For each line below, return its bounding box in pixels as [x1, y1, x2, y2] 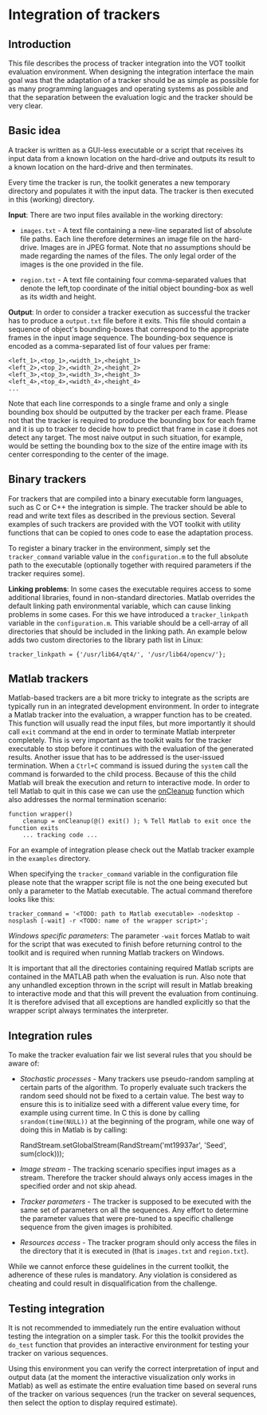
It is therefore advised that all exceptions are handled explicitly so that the [8, 998, 251, 1007]
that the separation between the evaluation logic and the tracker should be [8, 93, 253, 101]
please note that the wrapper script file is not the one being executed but [8, 878, 249, 887]
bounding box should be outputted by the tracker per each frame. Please [8, 407, 248, 417]
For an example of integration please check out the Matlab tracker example [8, 845, 255, 855]
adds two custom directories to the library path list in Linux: [8, 634, 203, 644]
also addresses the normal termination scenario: [8, 795, 167, 804]
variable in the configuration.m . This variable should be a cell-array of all [8, 618, 249, 627]
